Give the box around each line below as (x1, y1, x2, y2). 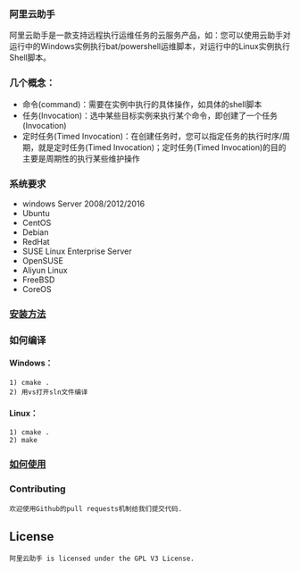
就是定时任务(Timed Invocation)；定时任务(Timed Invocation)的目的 (37, 141, 287, 153)
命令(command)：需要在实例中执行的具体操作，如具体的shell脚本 (21, 98, 262, 109)
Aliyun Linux (21, 265, 69, 275)
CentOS (21, 217, 52, 228)
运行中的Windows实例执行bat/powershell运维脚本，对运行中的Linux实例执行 (9, 41, 290, 52)
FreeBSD (21, 274, 55, 285)
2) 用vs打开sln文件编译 (9, 387, 88, 397)
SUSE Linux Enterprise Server (21, 246, 132, 256)
